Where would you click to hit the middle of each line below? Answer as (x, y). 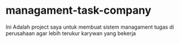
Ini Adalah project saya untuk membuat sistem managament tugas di (90, 27)
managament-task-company (79, 10)
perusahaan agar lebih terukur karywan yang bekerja (71, 33)
